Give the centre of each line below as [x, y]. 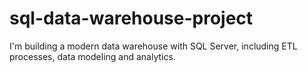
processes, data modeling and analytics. [92, 56]
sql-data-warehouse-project [131, 18]
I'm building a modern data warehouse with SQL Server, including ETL [153, 46]
